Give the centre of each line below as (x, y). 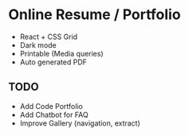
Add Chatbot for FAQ (54, 115)
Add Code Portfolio (51, 106)
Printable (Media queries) (61, 53)
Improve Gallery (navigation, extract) (80, 123)
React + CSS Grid (49, 37)
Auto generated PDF (53, 62)
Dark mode (38, 45)
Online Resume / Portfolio (94, 15)
